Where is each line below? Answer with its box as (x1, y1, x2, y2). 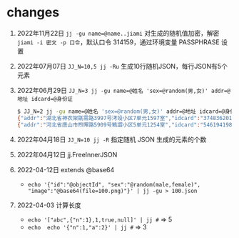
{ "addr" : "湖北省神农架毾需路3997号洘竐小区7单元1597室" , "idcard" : (16, 114, 200, 122)
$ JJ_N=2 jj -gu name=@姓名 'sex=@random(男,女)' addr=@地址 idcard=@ (16, 108, 225, 115)
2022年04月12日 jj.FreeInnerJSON (16, 150, 118, 159)
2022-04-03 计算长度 (16, 201, 81, 209)
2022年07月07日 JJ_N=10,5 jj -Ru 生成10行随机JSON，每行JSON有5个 (16, 61, 228, 70)
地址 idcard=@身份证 (16, 95, 73, 102)
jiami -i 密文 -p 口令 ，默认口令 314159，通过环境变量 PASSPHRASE (16, 37, 220, 46)
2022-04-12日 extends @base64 (16, 165, 115, 174)
